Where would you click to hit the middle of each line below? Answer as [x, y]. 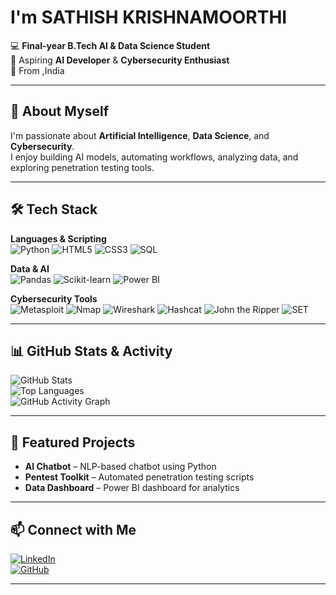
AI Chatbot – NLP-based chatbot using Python [120, 467]
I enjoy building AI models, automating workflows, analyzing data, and [154, 157]
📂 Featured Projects [73, 442]
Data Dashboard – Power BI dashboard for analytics [132, 488]
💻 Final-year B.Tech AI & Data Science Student [110, 45]
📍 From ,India [37, 70]
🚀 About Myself [60, 111]
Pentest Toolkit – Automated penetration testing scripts [139, 477]
